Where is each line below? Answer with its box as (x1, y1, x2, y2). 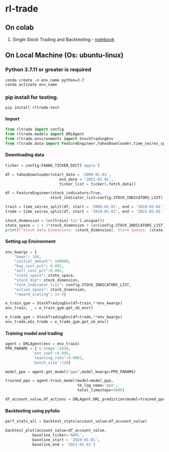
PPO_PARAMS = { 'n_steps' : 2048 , (5, 346, 71, 351)
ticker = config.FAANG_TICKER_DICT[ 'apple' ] (5, 163, 100, 168)
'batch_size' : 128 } (32, 360, 71, 365)
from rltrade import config (5, 127, 64, 132)
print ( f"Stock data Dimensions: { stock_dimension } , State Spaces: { (5, 227, 152, 232)
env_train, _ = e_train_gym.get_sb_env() (5, 305, 94, 310)
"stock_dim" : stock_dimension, (14, 278, 80, 283)
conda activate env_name (5, 82, 57, 87)
